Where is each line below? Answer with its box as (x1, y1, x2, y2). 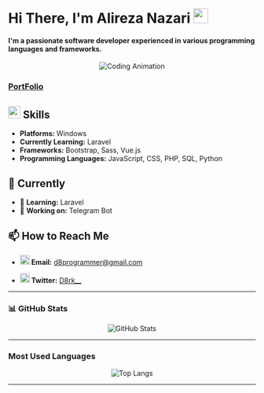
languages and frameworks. (8, 44, 102, 53)
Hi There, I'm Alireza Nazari (8, 9, 191, 28)
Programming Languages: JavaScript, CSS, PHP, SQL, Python (19, 154, 222, 163)
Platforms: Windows (19, 129, 87, 138)
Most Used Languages (8, 351, 96, 362)
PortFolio (8, 81, 44, 92)
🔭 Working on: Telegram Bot (19, 205, 112, 215)
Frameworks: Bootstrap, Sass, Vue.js (19, 145, 141, 155)
